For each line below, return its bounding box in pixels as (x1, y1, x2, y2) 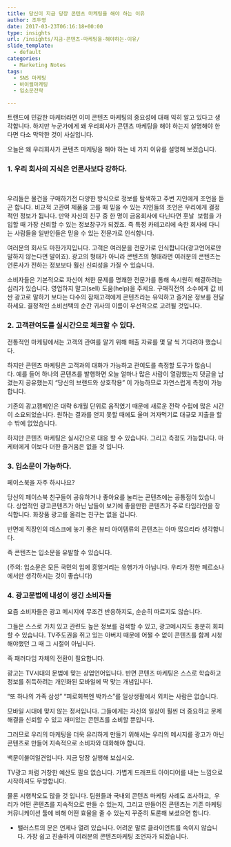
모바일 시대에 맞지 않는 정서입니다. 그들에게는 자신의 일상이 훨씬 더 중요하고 (7, 707, 210, 716)
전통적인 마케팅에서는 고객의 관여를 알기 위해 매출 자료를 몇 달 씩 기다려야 (7, 337, 204, 346)
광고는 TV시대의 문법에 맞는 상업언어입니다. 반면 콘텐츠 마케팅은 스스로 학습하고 (7, 669, 222, 678)
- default (13, 49, 41, 56)
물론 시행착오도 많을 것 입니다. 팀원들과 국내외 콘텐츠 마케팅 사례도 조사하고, (7, 792, 212, 800)
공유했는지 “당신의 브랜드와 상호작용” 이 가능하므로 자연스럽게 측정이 (25, 378, 210, 387)
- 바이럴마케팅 (13, 81, 48, 88)
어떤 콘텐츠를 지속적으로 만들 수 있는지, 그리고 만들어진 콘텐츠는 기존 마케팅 (19, 800, 223, 809)
